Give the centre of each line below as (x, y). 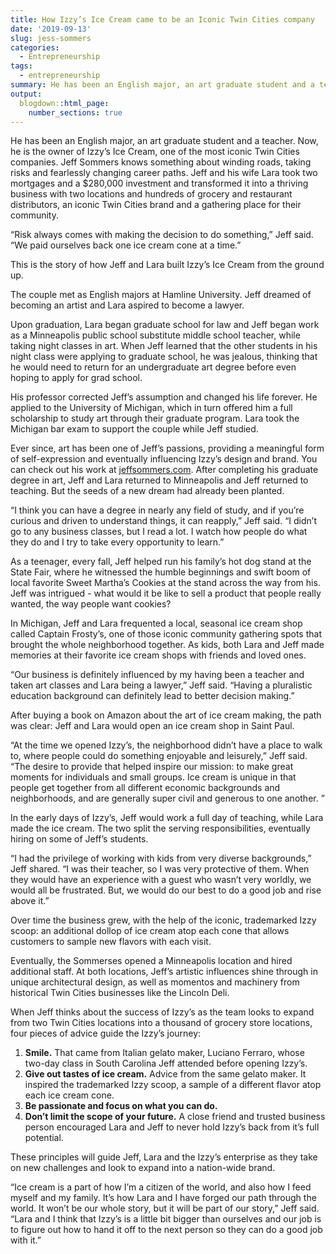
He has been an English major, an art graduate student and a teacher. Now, (164, 141)
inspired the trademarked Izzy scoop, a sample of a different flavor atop (173, 1085)
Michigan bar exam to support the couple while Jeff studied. (134, 429)
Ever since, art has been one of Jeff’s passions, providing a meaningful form (167, 448)
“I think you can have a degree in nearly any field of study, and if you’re (157, 510)
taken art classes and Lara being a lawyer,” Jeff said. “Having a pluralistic (161, 685)
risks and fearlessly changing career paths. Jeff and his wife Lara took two (164, 173)
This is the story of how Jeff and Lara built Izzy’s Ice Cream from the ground (167, 265)
